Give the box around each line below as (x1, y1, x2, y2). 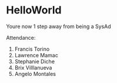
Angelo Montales (14, 70, 56, 77)
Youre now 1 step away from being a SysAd (6, 23, 111, 30)
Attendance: (6, 34, 36, 41)
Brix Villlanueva (14, 64, 52, 71)
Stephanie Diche (14, 58, 55, 65)
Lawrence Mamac (14, 51, 59, 58)
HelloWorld (6, 4, 62, 17)
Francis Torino (14, 45, 50, 53)
